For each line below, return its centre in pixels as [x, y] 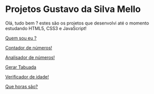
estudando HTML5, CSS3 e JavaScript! [46, 28]
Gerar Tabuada [21, 67]
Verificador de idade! [27, 76]
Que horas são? [22, 86]
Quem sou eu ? [21, 38]
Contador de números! [29, 47]
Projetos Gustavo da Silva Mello [73, 9]
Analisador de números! [30, 57]
